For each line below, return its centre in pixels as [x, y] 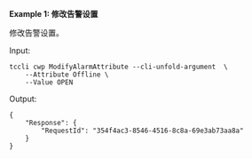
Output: [23, 99]
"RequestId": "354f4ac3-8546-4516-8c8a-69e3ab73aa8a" [142, 131]
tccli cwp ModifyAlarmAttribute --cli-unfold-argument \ [118, 67]
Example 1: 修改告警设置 [54, 14]
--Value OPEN [49, 83]
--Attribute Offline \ [67, 75]
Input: [20, 51]
